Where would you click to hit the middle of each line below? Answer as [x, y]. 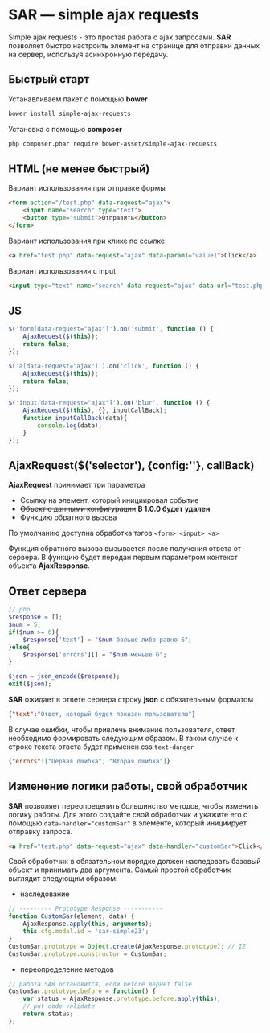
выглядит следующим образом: [63, 879]
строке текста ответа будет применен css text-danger [101, 747]
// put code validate [59, 1006]
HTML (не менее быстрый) [79, 169]
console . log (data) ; [70, 426]
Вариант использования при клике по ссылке [87, 241]
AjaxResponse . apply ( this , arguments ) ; [88, 924]
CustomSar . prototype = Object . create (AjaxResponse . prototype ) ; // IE [127, 946]
